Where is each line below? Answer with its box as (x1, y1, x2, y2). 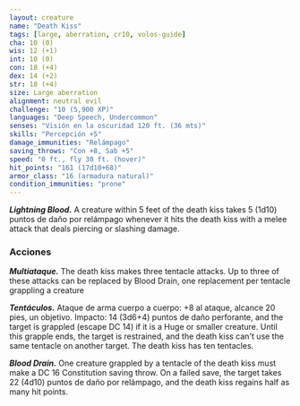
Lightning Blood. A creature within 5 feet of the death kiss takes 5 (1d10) (9, 204, 278, 215)
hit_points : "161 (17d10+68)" (9, 163, 123, 172)
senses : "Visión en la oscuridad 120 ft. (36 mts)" (9, 122, 206, 131)
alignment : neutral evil (9, 96, 102, 106)
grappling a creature (9, 285, 85, 296)
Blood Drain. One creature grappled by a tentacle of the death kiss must (9, 358, 277, 368)
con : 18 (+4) (9, 64, 58, 73)
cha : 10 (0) (9, 38, 54, 48)
